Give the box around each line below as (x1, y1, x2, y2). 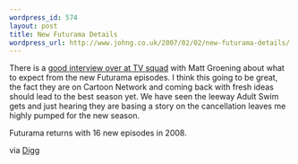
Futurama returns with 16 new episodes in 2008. (9, 127, 187, 139)
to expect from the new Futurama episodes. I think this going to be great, (9, 73, 278, 83)
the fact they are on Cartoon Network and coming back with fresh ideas (9, 82, 275, 92)
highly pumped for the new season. (9, 110, 140, 121)
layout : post (9, 22, 58, 30)
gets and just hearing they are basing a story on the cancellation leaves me (9, 100, 286, 112)
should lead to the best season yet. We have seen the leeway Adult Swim (9, 91, 279, 102)
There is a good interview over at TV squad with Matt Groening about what (9, 63, 285, 73)
